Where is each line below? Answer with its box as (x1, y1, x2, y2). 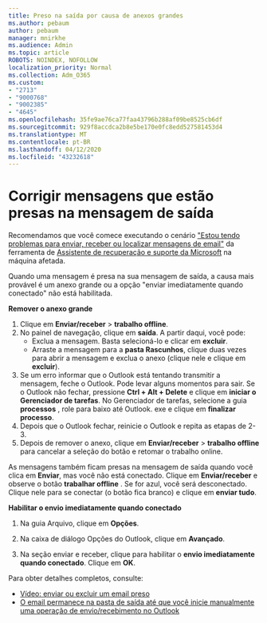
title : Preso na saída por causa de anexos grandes (8, 11, 183, 20)
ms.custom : (8, 78, 45, 86)
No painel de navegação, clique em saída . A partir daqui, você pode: (19, 328, 245, 338)
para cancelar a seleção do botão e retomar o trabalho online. (19, 446, 223, 456)
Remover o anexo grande (8, 304, 93, 314)
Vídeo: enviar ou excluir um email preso (19, 589, 150, 599)
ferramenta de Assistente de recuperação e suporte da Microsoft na (8, 248, 233, 257)
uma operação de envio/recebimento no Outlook (19, 606, 180, 616)
